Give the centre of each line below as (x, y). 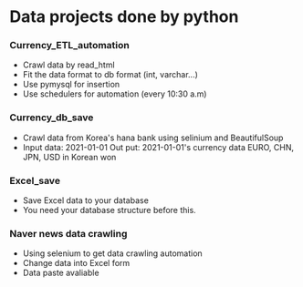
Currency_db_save (52, 118)
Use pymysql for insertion (71, 85)
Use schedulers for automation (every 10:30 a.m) (115, 94)
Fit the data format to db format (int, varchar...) (110, 75)
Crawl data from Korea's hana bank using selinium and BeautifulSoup (153, 138)
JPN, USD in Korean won (69, 157)
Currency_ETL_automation (69, 46)
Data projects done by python (124, 17)
